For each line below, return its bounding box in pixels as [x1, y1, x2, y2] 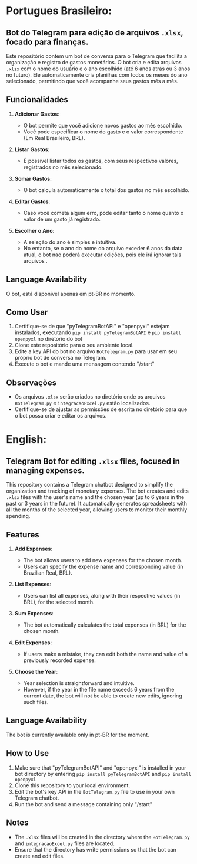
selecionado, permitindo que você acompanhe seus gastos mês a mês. [6, 78, 179, 84]
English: [6, 433, 47, 446]
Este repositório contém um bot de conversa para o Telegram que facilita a [6, 53, 187, 60]
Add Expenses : [14, 545, 53, 553]
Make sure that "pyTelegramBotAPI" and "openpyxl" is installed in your [14, 764, 186, 771]
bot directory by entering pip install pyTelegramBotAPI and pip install [14, 770, 192, 777]
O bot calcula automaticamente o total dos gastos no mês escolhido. [23, 186, 190, 193]
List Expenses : [14, 581, 52, 588]
